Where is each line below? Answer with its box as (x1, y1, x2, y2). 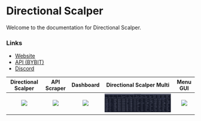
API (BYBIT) (14, 58, 44, 66)
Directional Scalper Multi (106, 82, 169, 89)
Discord (14, 65, 35, 72)
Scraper (45, 85, 66, 92)
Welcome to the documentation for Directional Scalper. (6, 24, 142, 31)
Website (14, 52, 36, 60)
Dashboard (71, 82, 100, 89)
